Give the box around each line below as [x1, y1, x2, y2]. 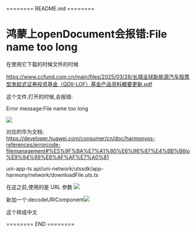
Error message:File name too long [6, 104, 89, 112]
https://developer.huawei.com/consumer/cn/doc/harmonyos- [6, 135, 155, 142]
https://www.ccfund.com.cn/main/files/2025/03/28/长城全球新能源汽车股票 [6, 73, 190, 80]
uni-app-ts [6, 165, 32, 172]
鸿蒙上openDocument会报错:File [6, 28, 167, 41]
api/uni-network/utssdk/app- [33, 165, 104, 172]
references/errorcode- [6, 141, 61, 148]
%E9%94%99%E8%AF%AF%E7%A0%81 [6, 153, 109, 161]
